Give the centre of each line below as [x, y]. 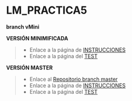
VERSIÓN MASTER [30, 67]
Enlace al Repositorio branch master [74, 79]
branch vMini [23, 27]
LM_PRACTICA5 [47, 10]
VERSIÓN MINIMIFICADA [37, 38]
